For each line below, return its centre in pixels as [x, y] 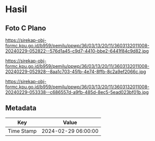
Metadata [21, 108]
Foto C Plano [26, 28]
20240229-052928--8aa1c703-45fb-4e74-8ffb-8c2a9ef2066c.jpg [76, 72]
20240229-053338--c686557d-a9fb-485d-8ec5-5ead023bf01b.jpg [77, 92]
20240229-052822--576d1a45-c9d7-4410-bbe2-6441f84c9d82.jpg [77, 51]
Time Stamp [22, 131]
